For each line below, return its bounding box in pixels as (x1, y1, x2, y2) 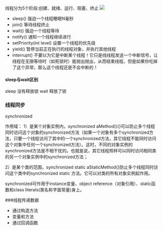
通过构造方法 (12, 208, 38, 213)
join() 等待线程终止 (12, 22, 50, 27)
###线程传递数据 (5, 197, 39, 203)
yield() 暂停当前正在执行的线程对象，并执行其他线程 (12, 46, 116, 52)
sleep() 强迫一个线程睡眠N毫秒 (12, 16, 74, 21)
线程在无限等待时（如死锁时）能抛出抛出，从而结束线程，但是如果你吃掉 (12, 59, 158, 64)
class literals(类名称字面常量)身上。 (13, 187, 84, 192)
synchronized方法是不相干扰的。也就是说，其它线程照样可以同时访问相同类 (5, 147, 157, 153)
